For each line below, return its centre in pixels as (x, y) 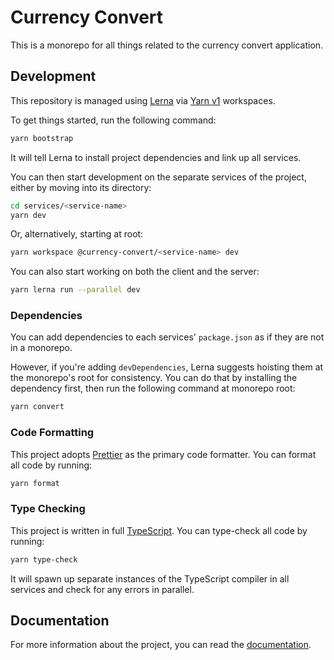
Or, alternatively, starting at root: (77, 234)
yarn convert (37, 407)
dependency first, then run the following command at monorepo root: (153, 388)
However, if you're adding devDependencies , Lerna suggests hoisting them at (167, 367)
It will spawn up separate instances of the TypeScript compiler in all (150, 578)
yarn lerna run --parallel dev (75, 290)
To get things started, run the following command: (113, 120)
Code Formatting (52, 433)
